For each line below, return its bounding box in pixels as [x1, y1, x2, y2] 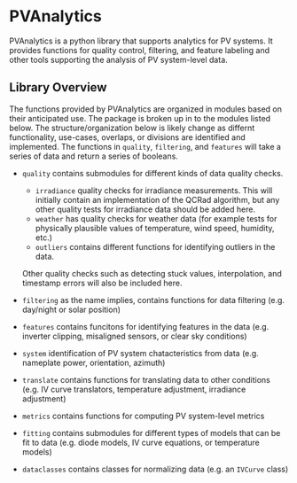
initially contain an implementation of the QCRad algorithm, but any [35, 194, 280, 205]
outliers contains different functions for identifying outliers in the [35, 241, 276, 252]
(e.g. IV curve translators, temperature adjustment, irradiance [21, 384, 246, 394]
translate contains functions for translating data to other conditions [21, 374, 270, 385]
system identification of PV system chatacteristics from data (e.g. [21, 347, 259, 358]
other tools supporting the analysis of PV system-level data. [9, 54, 228, 65]
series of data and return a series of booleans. [9, 151, 179, 161]
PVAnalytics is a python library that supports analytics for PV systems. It [9, 35, 273, 46]
